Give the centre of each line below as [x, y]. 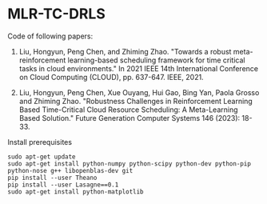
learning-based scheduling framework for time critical [156, 60]
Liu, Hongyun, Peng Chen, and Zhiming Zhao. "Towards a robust [125, 51]
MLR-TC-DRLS [56, 14]
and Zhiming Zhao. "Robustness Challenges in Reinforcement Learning [135, 101]
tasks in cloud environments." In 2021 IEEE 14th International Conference [139, 68]
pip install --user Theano [52, 178]
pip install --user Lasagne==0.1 [63, 185]
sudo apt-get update [42, 157]
